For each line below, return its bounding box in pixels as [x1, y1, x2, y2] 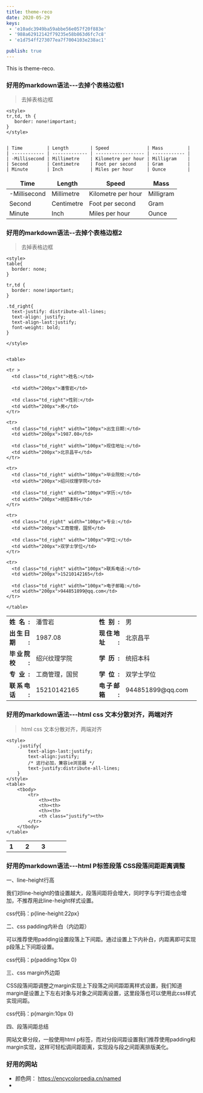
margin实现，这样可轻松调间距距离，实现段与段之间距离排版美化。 [6, 1043, 172, 1051]
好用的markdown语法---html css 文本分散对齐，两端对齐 [6, 711, 173, 719]
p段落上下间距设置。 [6, 943, 57, 950]
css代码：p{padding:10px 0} [6, 956, 77, 964]
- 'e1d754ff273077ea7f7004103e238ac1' [8, 37, 107, 43]
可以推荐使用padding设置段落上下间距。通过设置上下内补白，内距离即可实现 [6, 936, 196, 943]
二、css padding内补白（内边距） [6, 923, 90, 930]
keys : [6, 20, 20, 26]
